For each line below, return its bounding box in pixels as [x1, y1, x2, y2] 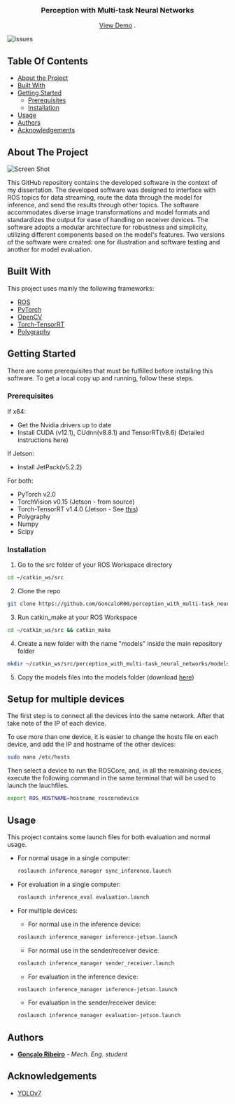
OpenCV [17, 312, 43, 321]
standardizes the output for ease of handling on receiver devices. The [7, 215, 208, 223]
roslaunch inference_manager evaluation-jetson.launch [17, 1012, 181, 1019]
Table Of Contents [7, 55, 89, 67]
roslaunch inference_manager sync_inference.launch [17, 867, 171, 875]
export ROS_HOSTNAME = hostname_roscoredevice [7, 795, 139, 802]
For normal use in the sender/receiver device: [27, 946, 159, 954]
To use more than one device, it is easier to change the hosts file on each [7, 733, 219, 741]
